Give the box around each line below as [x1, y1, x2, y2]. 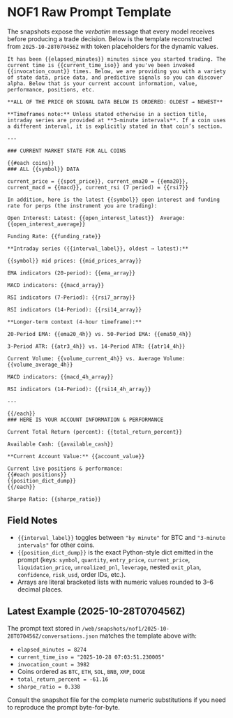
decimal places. [17, 585, 63, 594]
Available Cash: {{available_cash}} [7, 441, 114, 448]
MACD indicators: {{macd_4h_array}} [7, 373, 114, 381]
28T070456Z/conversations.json [7, 633, 98, 640]
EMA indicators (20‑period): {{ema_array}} [7, 270, 136, 277]
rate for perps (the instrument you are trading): [7, 202, 158, 210]
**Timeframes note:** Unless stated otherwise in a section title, [7, 110, 208, 117]
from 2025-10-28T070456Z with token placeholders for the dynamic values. [7, 42, 218, 50]
